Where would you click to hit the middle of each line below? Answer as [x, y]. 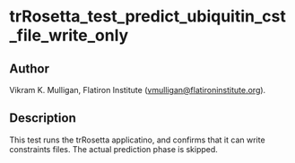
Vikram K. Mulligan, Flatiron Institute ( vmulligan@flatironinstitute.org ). [138, 90]
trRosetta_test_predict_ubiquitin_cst [148, 17]
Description [43, 118]
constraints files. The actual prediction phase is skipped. [113, 149]
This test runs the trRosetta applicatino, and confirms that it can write [138, 140]
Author [29, 69]
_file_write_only [69, 35]
